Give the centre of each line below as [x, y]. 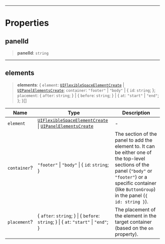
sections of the [132, 164]
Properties [27, 23]
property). [126, 234]
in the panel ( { [131, 195]
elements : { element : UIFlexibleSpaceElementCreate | [71, 85]
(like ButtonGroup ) [135, 189]
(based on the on [134, 228]
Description [136, 113]
